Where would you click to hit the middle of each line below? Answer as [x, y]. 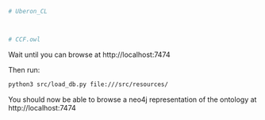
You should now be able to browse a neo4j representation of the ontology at [132, 99]
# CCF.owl [25, 39]
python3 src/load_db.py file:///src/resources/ [88, 84]
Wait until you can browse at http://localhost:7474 [89, 54]
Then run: [24, 69]
